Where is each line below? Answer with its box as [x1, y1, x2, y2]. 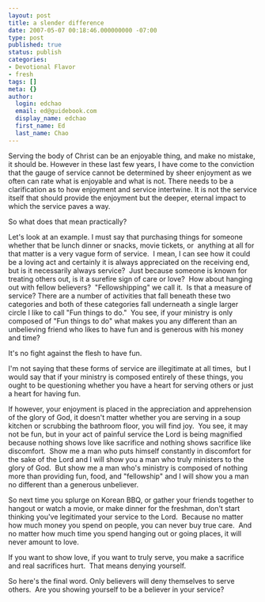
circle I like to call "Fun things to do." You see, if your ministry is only [8, 308, 233, 317]
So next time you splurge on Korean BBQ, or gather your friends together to [8, 495, 255, 505]
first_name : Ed [15, 122, 66, 130]
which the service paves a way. [8, 201, 111, 210]
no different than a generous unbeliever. [8, 479, 139, 489]
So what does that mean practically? [8, 217, 127, 226]
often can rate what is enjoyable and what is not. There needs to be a [8, 176, 234, 186]
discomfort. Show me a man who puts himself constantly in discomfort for [8, 446, 252, 456]
